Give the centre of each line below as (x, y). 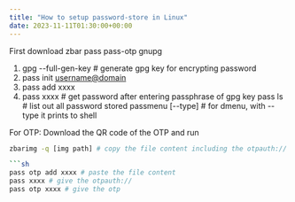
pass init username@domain (74, 77)
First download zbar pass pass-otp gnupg (85, 50)
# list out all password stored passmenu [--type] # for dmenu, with (144, 105)
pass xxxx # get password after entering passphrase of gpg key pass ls (152, 96)
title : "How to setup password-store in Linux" (99, 17)
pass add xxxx (48, 87)
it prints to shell (69, 115)
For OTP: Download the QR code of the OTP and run (104, 132)
